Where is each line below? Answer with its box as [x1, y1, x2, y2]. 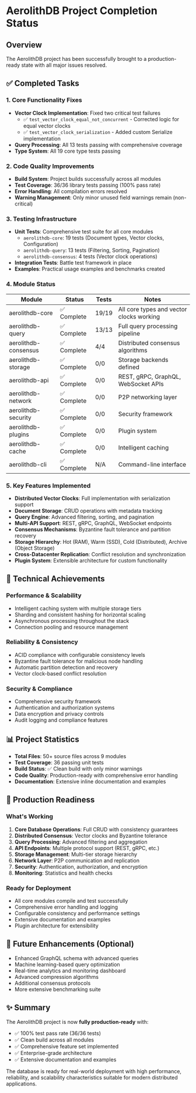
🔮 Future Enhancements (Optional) [6, 939, 134, 949]
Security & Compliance [6, 684, 73, 693]
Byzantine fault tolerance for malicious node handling [14, 657, 143, 664]
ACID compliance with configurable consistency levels [14, 651, 146, 658]
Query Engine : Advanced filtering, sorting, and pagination [14, 513, 155, 520]
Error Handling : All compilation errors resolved [14, 187, 127, 194]
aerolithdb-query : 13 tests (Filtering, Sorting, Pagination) [23, 247, 160, 254]
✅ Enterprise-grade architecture [14, 1049, 92, 1056]
